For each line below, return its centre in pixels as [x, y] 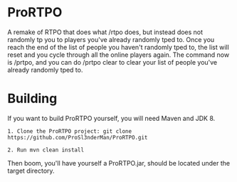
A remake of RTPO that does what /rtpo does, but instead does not [105, 32]
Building [32, 98]
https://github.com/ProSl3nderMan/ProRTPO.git [78, 137]
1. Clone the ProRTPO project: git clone [70, 131]
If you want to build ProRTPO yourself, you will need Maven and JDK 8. [111, 118]
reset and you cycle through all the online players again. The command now [118, 55]
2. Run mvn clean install [46, 150]
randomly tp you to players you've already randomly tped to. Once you [111, 39]
